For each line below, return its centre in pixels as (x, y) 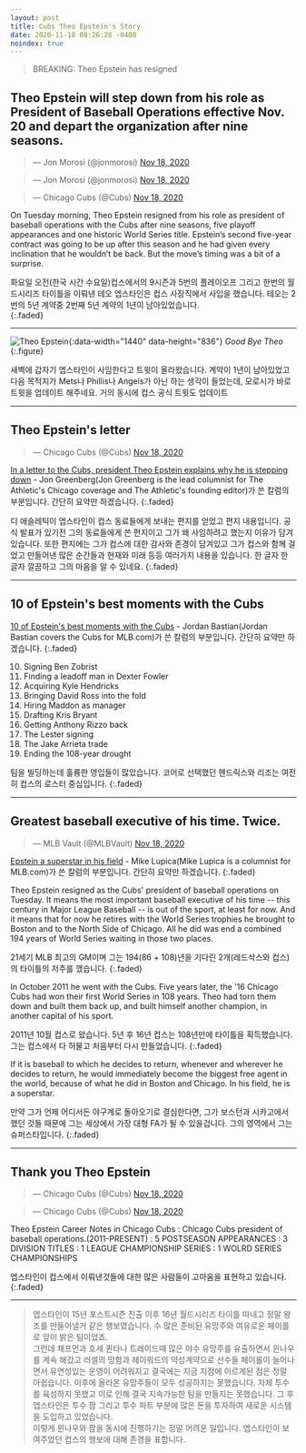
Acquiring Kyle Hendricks (71, 686)
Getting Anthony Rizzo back (76, 724)
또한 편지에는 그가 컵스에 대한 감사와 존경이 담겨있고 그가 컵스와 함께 (165, 543)
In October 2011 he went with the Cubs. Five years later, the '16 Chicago (144, 986)
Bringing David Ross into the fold (84, 695)
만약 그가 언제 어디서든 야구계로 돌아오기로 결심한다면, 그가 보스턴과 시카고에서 (150, 1112)
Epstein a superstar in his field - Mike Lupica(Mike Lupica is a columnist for (151, 861)
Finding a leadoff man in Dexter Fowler (96, 676)
